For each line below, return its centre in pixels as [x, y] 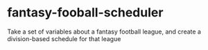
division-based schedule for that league [64, 38]
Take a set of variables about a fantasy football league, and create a [104, 32]
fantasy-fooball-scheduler [85, 13]
